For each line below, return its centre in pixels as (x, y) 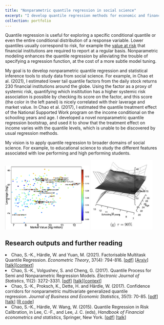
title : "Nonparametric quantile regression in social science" (71, 10)
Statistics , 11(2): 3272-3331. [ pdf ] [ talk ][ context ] (53, 281)
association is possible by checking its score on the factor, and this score (79, 97)
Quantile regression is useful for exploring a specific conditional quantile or (81, 35)
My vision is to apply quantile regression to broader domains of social (75, 143)
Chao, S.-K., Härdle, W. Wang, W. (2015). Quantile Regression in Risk (80, 307)
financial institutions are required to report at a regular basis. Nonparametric (82, 51)
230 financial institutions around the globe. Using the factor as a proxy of (79, 86)
